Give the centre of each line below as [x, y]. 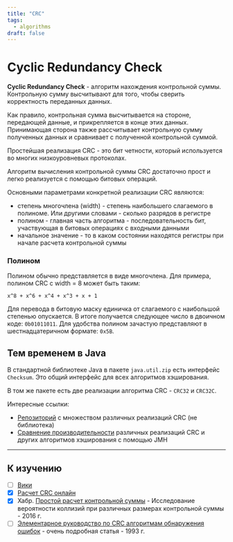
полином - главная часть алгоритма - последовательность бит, [112, 221]
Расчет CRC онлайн [46, 493]
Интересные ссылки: [38, 404]
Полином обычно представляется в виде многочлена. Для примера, [109, 276]
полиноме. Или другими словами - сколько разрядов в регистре [114, 214]
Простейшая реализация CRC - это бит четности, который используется [115, 151]
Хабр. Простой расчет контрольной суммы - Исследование [106, 501]
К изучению [35, 468]
